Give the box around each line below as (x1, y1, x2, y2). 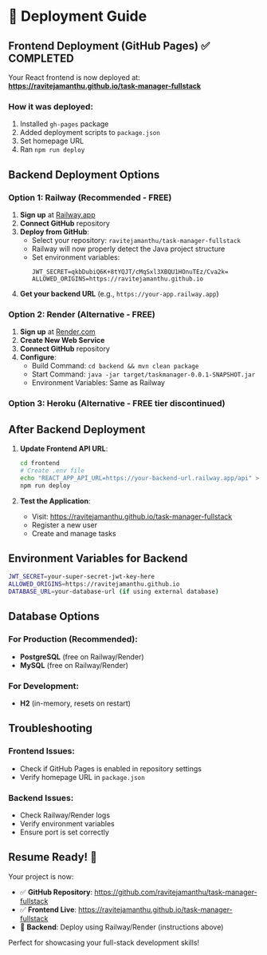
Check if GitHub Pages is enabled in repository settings (19, 763, 202, 774)
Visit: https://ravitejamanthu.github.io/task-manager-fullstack (31, 511, 233, 521)
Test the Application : (19, 495, 91, 506)
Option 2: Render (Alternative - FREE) (8, 308, 155, 320)
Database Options (8, 610, 100, 623)
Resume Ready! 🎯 (8, 850, 97, 864)
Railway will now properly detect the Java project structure (31, 244, 226, 253)
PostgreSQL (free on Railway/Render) (19, 651, 144, 662)
